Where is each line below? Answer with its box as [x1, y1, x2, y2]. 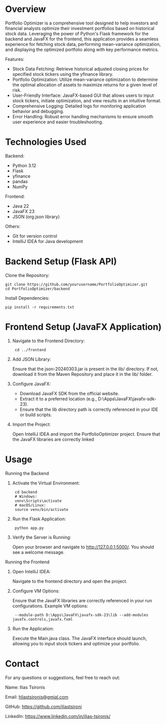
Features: [5, 56, 25, 62]
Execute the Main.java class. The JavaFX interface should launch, [12, 635, 147, 641]
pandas [12, 178, 28, 184]
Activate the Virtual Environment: [12, 480, 80, 486]
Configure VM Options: [12, 588, 60, 594]
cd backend [14, 489, 37, 494]
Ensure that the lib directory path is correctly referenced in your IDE [19, 406, 159, 412]
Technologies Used [5, 136, 87, 148]
